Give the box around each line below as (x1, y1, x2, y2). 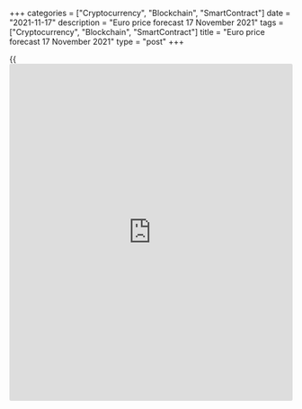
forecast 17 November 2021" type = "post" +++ (9, 36, 184, 47)
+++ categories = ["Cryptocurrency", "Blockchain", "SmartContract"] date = (9, 8, 291, 18)
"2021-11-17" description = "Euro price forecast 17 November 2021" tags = (9, 17, 284, 28)
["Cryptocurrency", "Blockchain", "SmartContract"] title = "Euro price (9, 27, 265, 37)
